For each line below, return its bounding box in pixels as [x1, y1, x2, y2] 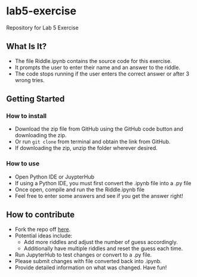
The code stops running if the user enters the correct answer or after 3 [14, 70, 190, 77]
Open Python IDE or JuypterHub [14, 173, 94, 180]
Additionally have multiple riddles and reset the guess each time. [23, 245, 183, 252]
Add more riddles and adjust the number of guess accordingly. [23, 238, 178, 245]
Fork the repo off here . [14, 225, 70, 233]
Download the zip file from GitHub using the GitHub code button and [14, 125, 183, 133]
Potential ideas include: [14, 232, 73, 239]
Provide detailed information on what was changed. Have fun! [14, 264, 167, 271]
